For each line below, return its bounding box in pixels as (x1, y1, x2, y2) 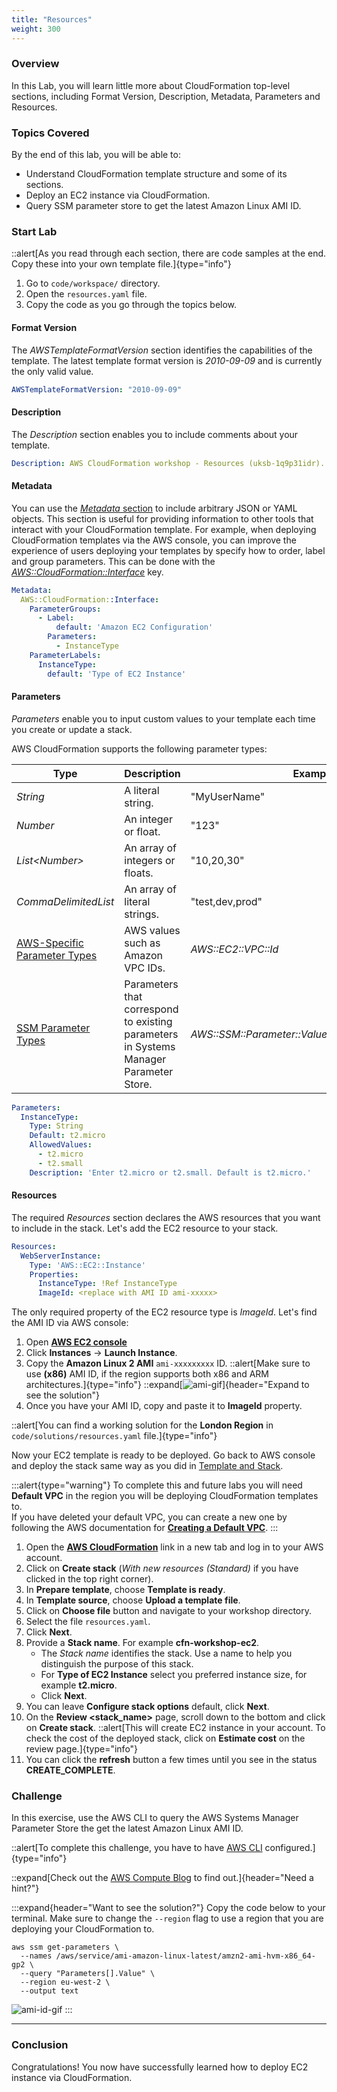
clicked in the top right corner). (25, 1573, 154, 1585)
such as (124, 936, 161, 950)
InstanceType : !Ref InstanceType (37, 1279, 178, 1289)
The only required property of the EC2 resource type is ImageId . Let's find (11, 1306, 318, 1318)
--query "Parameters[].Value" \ (20, 1969, 156, 1979)
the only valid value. (11, 365, 94, 377)
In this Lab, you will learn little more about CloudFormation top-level (11, 79, 291, 91)
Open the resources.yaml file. (25, 288, 148, 300)
